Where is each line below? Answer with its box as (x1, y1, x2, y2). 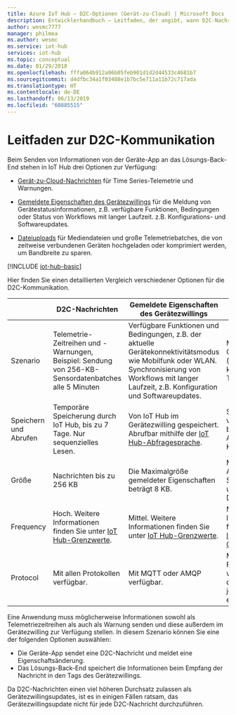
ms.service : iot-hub (7, 43, 68, 50)
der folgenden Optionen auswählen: (7, 635, 111, 643)
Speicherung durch (52, 411, 117, 420)
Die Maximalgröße (128, 466, 189, 476)
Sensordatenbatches (52, 373, 122, 383)
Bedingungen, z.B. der (128, 329, 202, 339)
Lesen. (52, 446, 75, 456)
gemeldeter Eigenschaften (128, 475, 216, 485)
